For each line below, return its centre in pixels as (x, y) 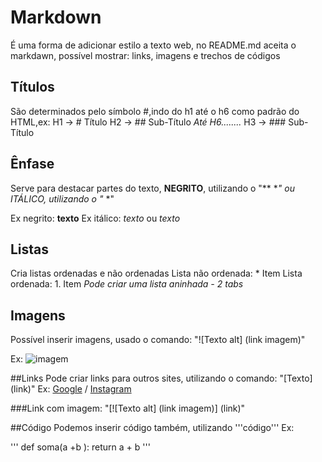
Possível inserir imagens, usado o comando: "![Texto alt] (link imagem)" (158, 340)
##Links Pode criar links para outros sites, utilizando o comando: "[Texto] (161, 378)
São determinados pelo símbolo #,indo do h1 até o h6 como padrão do (155, 111)
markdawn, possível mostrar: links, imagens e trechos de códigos (145, 55)
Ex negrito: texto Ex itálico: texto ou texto (95, 218)
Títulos (32, 87)
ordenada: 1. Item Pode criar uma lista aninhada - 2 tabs (127, 284)
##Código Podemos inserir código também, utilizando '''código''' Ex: (152, 428)
